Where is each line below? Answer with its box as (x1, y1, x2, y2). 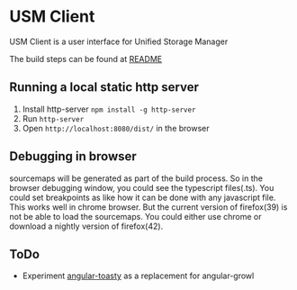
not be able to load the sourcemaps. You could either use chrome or (9, 211, 263, 222)
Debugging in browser (9, 149, 137, 164)
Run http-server (22, 113, 85, 123)
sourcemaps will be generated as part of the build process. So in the (9, 173, 264, 184)
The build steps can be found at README (9, 53, 163, 64)
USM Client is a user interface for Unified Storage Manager (9, 36, 229, 47)
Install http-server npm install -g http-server (22, 104, 196, 114)
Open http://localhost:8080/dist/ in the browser (22, 122, 210, 133)
